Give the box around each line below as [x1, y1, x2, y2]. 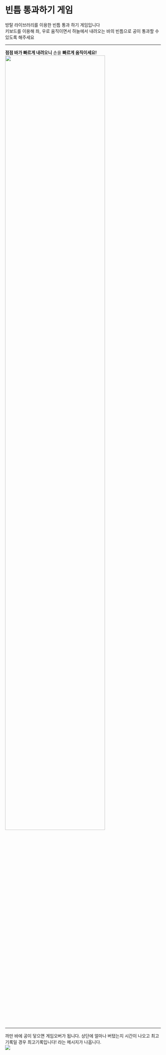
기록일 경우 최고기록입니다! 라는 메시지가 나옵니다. [5, 1039, 102, 1045]
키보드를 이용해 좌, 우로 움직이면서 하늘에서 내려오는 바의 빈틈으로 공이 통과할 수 [5, 28, 160, 34]
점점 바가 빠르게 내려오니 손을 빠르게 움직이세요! [5, 49, 97, 55]
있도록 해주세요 [5, 34, 35, 40]
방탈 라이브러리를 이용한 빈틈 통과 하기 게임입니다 [5, 22, 100, 28]
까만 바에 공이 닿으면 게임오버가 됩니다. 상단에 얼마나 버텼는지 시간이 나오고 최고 [5, 1033, 160, 1039]
